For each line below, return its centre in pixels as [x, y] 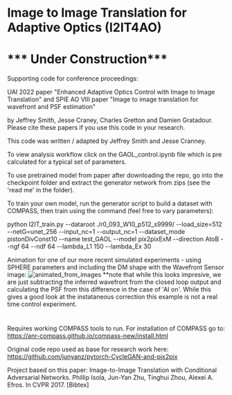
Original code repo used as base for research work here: [88, 349]
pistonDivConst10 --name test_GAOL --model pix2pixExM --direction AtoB [113, 239]
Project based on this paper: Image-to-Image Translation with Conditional [112, 370]
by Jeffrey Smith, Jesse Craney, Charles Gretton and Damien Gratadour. [110, 120]
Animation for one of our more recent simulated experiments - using [104, 260]
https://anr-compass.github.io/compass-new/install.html [88, 336]
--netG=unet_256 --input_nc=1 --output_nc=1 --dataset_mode [96, 232]
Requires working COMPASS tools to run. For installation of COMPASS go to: [116, 328]
